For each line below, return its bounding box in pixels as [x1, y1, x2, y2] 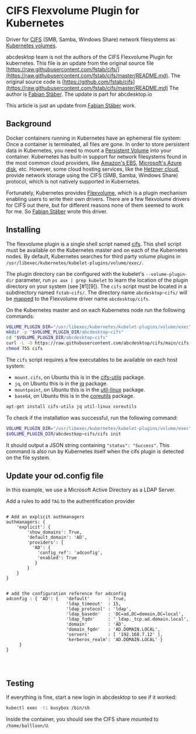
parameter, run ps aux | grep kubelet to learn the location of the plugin [15, 276, 188, 283]
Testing [6, 678, 34, 688]
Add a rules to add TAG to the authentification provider [6, 498, 135, 505]
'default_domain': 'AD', [27, 535, 87, 541]
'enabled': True [37, 555, 77, 561]
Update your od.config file [6, 470, 104, 480]
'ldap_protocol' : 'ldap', [66, 606, 132, 612]
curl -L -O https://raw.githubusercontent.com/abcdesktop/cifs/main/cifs [6, 340, 190, 346]
